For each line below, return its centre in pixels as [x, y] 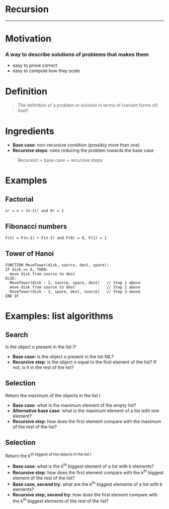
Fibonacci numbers [36, 226]
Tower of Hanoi [30, 253]
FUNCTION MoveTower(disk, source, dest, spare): [57, 265]
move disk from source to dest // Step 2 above [75, 287]
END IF [12, 296]
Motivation [28, 39]
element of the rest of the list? [44, 478]
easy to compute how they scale [46, 71]
